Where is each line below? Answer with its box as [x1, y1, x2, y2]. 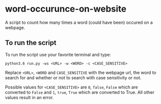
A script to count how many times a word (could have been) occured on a [5, 19, 153, 25]
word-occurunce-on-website [5, 3, 127, 15]
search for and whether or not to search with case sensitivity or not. [5, 74, 141, 81]
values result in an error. [5, 94, 54, 100]
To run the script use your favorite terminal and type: [5, 52, 111, 57]
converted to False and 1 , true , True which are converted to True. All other [5, 89, 155, 95]
